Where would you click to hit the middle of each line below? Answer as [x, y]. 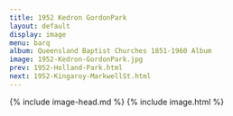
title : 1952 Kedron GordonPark [68, 18]
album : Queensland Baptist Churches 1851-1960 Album [111, 51]
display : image [38, 34]
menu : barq [30, 43]
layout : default [40, 26]
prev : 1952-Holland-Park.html [66, 68]
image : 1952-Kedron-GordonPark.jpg [76, 59]
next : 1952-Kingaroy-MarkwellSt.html [80, 76]
